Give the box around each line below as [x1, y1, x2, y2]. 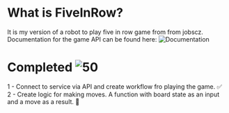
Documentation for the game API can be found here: [7, 35, 157, 43]
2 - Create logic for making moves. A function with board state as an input [7, 90, 220, 98]
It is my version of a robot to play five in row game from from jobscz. [7, 28, 204, 36]
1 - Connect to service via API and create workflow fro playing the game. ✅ [7, 82, 223, 91]
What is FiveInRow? [7, 5, 124, 21]
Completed [7, 60, 73, 76]
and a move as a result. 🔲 [7, 97, 80, 105]
